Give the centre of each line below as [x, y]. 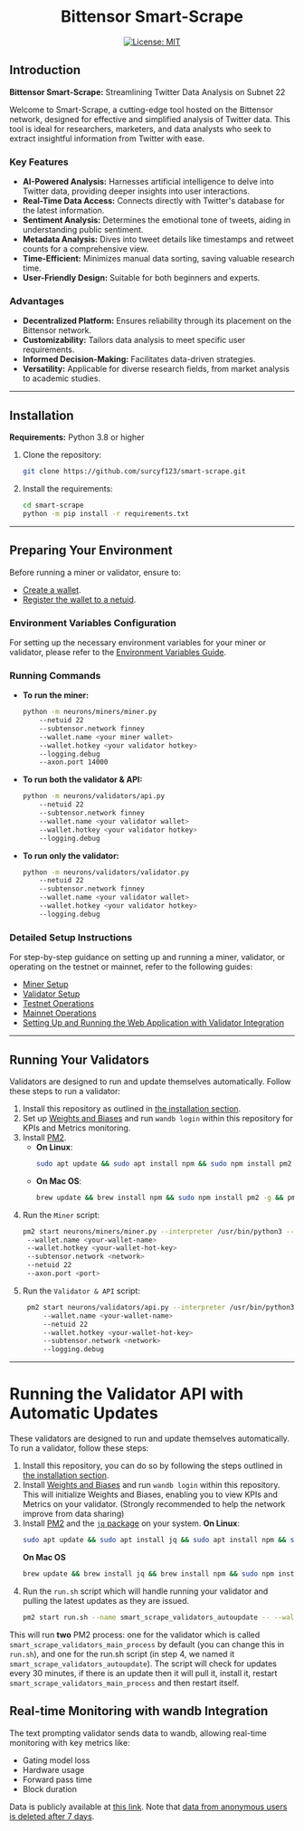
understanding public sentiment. [83, 230]
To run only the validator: [71, 855]
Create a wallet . [52, 589]
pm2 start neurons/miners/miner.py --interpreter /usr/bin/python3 [152, 1231]
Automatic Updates [84, 1413]
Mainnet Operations [59, 1013]
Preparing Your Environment [91, 551]
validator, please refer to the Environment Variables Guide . [118, 652]
